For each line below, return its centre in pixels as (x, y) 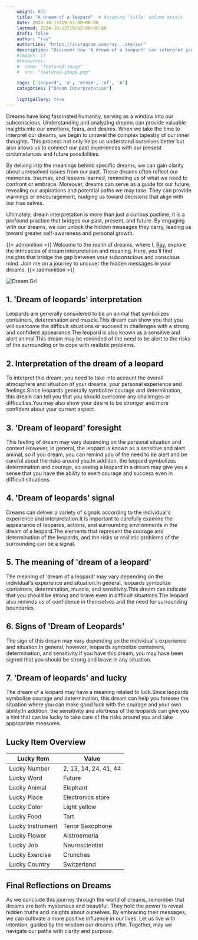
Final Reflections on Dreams (59, 885)
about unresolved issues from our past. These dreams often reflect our (92, 171)
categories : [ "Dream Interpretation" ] (64, 89)
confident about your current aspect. (51, 409)
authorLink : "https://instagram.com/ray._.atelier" (81, 45)
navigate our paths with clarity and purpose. (60, 931)
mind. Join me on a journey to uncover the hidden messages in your (89, 263)
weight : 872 (31, 12)
